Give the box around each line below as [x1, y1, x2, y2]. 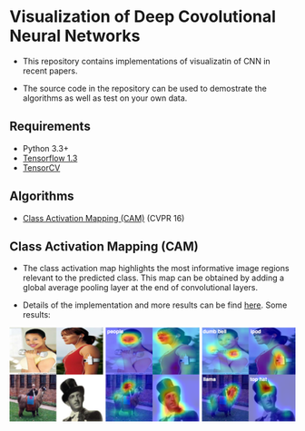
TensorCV [22, 162, 61, 173]
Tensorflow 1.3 [22, 152, 78, 163]
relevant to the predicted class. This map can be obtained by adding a [22, 272, 284, 283]
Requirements [9, 119, 91, 134]
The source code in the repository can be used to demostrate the [22, 83, 268, 93]
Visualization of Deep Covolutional [9, 6, 277, 27]
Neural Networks [9, 25, 141, 46]
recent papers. [22, 65, 78, 76]
